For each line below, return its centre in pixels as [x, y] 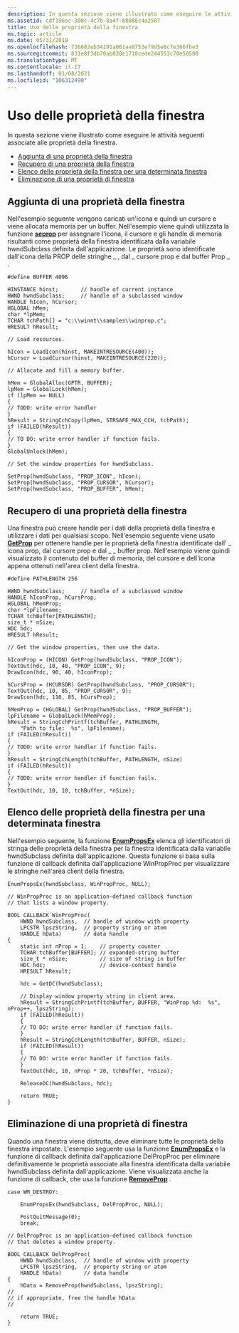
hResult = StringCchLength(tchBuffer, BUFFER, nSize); [103, 1040]
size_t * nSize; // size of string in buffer [103, 958]
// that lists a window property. [59, 903]
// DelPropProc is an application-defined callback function [100, 1235]
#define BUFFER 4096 [38, 277]
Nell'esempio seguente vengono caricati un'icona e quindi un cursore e [112, 219]
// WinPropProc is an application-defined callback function [100, 896]
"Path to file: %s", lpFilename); [73, 728]
